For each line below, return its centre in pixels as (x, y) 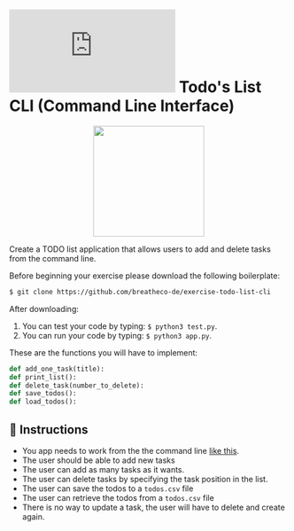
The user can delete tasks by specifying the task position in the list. (145, 479)
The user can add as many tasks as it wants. (103, 469)
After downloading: (44, 308)
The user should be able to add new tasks (98, 460)
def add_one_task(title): (57, 369)
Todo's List (220, 87)
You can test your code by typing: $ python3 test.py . (120, 326)
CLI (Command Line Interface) (122, 106)
